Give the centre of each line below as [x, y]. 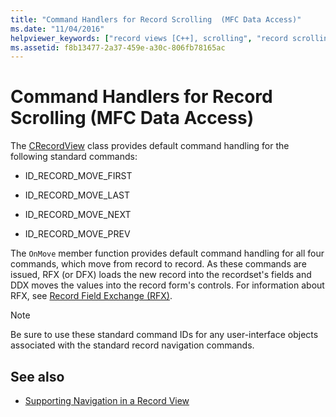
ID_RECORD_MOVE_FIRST [78, 176]
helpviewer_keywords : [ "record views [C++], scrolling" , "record [149, 38]
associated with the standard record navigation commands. [132, 345]
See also [37, 376]
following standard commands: [74, 157]
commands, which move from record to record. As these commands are [158, 264]
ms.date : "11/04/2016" [57, 29]
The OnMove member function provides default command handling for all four [167, 253]
